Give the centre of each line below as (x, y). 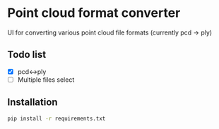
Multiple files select (46, 80)
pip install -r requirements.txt (57, 118)
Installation (32, 103)
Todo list (27, 55)
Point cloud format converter (94, 13)
